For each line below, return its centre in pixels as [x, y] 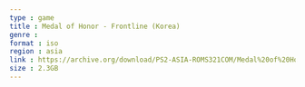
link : [22, 60]
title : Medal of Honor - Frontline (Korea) [95, 26]
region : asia [36, 52]
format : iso [34, 43]
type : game [32, 18]
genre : [24, 34]
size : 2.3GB [34, 69]
